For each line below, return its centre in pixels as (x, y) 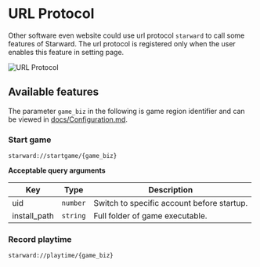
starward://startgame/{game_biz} (63, 156)
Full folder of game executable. (150, 216)
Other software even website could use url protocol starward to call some (126, 35)
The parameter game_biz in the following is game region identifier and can (126, 111)
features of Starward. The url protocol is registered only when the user (122, 43)
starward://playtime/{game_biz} (61, 256)
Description (171, 190)
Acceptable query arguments (57, 170)
